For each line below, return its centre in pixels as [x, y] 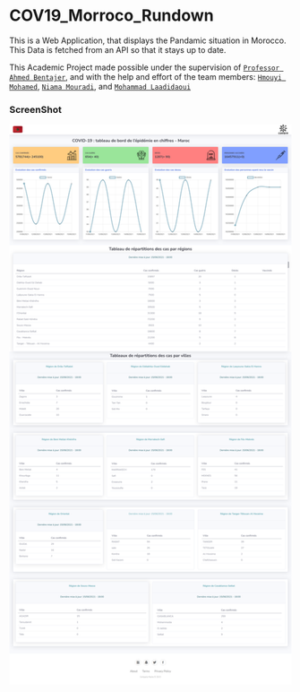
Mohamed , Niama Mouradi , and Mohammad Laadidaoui [100, 86]
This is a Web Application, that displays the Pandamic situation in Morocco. [148, 40]
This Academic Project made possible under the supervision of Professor [145, 67]
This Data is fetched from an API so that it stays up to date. [118, 49]
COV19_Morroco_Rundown [111, 16]
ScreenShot [36, 109]
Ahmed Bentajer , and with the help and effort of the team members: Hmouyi [146, 76]
